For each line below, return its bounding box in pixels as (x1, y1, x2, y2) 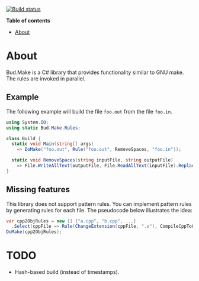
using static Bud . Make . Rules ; (6, 125, 81, 131)
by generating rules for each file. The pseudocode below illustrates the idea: (6, 206, 192, 214)
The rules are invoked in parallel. (6, 75, 86, 82)
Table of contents (6, 17, 50, 24)
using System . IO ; (6, 119, 49, 125)
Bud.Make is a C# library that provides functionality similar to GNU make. (6, 69, 185, 76)
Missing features (6, 185, 70, 195)
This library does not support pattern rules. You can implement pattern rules (6, 200, 192, 207)
